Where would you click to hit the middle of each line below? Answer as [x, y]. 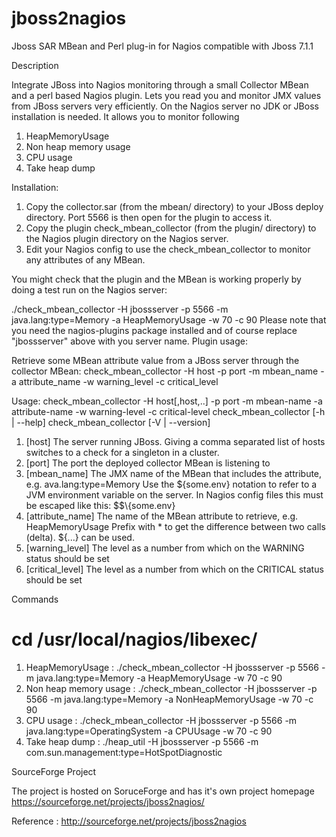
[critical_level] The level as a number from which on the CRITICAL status [174, 569]
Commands [35, 599]
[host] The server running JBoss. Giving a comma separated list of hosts [175, 441]
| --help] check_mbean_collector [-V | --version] [111, 422]
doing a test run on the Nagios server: [89, 289]
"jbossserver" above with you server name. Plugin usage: [129, 341]
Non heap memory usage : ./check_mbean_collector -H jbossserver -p [171, 688]
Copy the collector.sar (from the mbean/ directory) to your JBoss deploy [174, 206]
